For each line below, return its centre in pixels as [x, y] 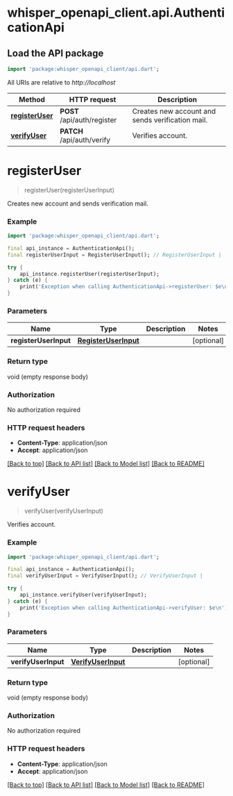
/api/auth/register [88, 119]
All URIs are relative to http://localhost [61, 82]
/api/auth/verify [85, 140]
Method [32, 99]
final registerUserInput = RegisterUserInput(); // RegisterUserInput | [114, 255]
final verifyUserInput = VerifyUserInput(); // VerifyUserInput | [105, 576]
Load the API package [55, 53]
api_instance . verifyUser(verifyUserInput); [84, 595]
